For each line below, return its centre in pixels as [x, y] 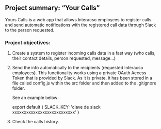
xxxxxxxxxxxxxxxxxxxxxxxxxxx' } [46, 112]
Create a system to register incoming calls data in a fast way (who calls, [84, 53]
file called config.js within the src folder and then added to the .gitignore [84, 83]
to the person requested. [30, 30]
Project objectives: [28, 42]
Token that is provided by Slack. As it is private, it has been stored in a [82, 78]
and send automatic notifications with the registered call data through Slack [80, 25]
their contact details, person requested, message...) [64, 58]
